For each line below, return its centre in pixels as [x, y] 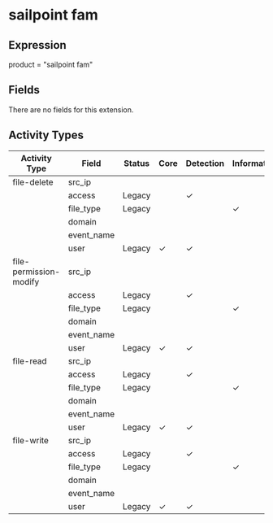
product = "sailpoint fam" [51, 64]
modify [26, 281]
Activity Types [46, 135]
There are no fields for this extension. [71, 109]
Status [137, 163]
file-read [30, 361]
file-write [30, 440]
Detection [205, 163]
